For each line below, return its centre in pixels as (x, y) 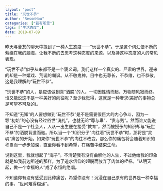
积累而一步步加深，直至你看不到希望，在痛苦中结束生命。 (62, 145)
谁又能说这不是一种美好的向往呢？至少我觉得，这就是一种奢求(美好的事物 (78, 98)
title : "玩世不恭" (22, 14)
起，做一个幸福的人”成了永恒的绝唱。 (42, 167)
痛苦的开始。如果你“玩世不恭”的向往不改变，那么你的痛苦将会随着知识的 (83, 139)
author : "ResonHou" (25, 19)
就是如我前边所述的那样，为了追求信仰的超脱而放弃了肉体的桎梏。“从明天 (78, 161)
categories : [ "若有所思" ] (30, 23)
